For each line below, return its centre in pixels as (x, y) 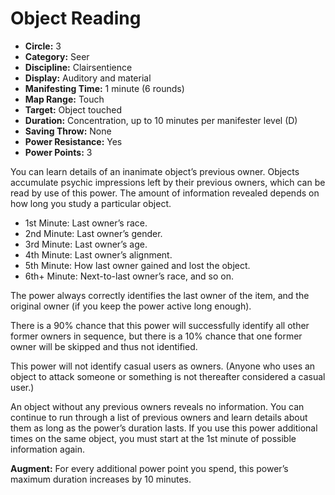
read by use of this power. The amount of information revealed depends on (165, 193)
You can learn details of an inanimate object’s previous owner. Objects (155, 171)
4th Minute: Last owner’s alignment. (98, 254)
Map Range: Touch (64, 99)
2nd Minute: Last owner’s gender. (93, 233)
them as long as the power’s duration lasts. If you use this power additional (164, 428)
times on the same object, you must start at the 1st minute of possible (153, 438)
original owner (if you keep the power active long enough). (131, 306)
